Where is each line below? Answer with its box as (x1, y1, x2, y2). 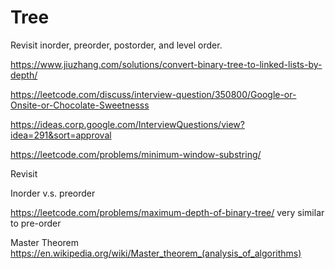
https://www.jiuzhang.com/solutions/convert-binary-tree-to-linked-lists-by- (10, 58, 323, 70)
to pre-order (10, 217, 62, 229)
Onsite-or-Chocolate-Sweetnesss (10, 99, 150, 111)
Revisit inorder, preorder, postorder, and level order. (10, 39, 223, 51)
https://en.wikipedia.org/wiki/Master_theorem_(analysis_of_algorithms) (10, 247, 302, 259)
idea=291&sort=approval (10, 129, 112, 141)
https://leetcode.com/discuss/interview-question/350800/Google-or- (10, 88, 297, 100)
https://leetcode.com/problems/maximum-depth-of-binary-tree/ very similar (10, 206, 325, 218)
